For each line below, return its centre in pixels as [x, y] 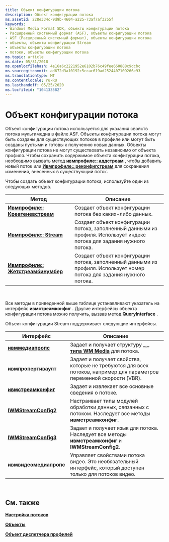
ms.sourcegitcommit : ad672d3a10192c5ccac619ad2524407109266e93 [73, 71]
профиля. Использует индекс [110, 235]
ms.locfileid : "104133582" [33, 90]
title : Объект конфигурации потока [43, 10]
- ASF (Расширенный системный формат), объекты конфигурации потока [78, 38]
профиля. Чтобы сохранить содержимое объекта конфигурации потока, [83, 156]
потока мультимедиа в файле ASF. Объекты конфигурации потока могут [83, 134]
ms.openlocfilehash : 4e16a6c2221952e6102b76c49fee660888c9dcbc [73, 66]
